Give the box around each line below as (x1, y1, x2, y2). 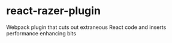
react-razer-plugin (6, 4, 101, 18)
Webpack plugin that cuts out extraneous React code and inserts (6, 24, 167, 31)
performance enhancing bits (6, 29, 77, 37)
